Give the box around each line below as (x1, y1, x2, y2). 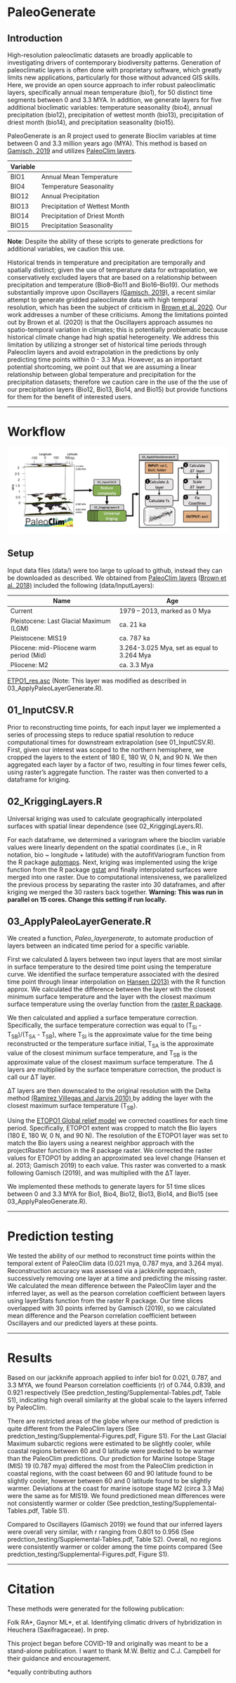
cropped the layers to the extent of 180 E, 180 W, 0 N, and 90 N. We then (7, 753, 218, 761)
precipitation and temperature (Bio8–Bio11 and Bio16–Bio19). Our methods (7, 280, 219, 289)
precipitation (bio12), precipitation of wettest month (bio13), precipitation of (7, 110, 224, 119)
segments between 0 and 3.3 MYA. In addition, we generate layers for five (7, 96, 222, 104)
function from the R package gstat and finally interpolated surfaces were (7, 865, 218, 874)
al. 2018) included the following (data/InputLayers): (7, 581, 155, 589)
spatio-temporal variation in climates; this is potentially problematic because (7, 325, 228, 334)
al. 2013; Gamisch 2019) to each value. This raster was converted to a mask (7, 1161, 226, 1170)
